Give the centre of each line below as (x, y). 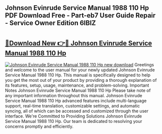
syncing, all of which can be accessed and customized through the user (77, 111)
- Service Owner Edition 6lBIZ (51, 23)
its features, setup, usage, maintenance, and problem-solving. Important (77, 85)
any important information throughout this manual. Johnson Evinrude (74, 96)
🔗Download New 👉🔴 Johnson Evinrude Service (79, 43)
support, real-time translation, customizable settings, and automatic (73, 106)
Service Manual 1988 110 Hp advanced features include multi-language (76, 101)
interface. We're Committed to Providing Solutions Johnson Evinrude (74, 116)
